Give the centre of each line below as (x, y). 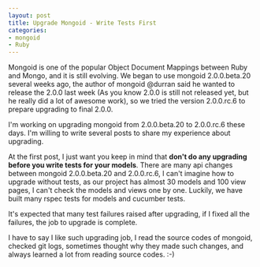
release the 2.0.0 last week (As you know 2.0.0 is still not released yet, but (129, 92)
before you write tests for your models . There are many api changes (121, 165)
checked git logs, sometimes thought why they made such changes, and (126, 246)
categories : (28, 30)
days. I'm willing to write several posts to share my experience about (119, 133)
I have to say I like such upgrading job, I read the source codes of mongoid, (130, 238)
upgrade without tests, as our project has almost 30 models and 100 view (127, 182)
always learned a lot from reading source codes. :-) (91, 254)
